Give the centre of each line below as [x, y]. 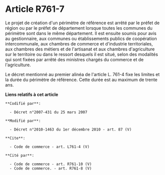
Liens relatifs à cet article [32, 94]
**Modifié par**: [23, 121]
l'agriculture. [18, 65]
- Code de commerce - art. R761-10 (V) [51, 164]
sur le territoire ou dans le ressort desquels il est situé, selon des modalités [82, 54]
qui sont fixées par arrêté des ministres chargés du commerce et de [74, 59]
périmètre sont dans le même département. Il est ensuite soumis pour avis [81, 33]
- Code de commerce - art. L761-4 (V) [50, 147]
